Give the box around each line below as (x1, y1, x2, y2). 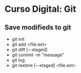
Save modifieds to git (4, 23, 71, 32)
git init (11, 36, 25, 42)
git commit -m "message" (11, 52, 65, 58)
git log (11, 57, 25, 63)
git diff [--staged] (11, 47, 48, 52)
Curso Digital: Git (4, 3, 77, 15)
